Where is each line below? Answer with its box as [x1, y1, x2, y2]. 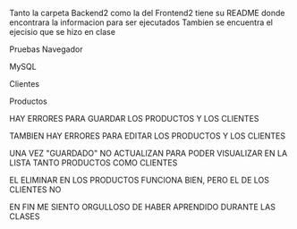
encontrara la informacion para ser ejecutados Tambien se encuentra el [9, 17, 274, 28]
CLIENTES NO [9, 184, 62, 195]
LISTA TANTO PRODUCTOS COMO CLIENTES [9, 157, 178, 168]
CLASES [9, 211, 40, 222]
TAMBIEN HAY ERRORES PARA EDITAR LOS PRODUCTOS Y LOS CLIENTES [9, 131, 286, 141]
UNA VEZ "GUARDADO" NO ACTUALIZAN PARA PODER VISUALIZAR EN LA [9, 148, 288, 158]
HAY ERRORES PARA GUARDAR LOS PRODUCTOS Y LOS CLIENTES [9, 114, 259, 123]
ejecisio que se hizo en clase [9, 27, 116, 37]
